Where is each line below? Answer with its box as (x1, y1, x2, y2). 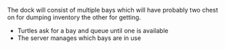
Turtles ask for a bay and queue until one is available (17, 27, 169, 35)
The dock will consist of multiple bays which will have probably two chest (7, 6, 218, 14)
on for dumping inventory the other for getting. (7, 13, 141, 21)
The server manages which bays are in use (17, 34, 141, 42)
